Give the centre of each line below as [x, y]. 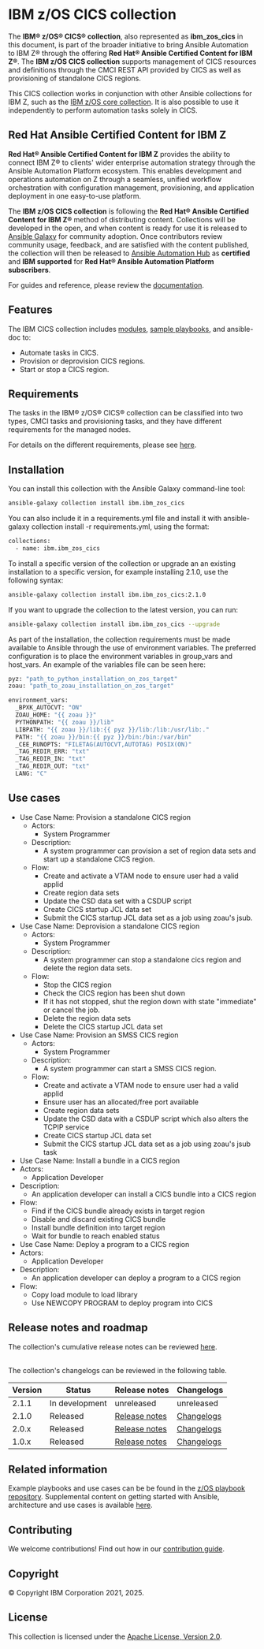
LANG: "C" [31, 774]
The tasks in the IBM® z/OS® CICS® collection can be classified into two [126, 413]
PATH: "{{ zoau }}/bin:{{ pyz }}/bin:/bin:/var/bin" [104, 737]
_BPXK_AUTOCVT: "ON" [49, 708]
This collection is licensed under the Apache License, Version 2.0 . [115, 1636]
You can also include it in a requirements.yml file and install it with [115, 519]
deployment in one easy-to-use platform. [75, 195]
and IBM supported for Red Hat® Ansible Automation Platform [111, 261]
